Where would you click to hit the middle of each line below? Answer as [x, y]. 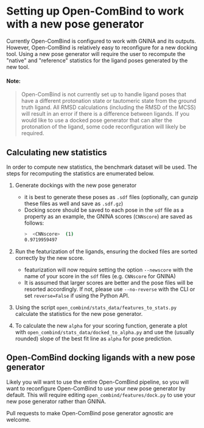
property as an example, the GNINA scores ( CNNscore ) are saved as [108, 216]
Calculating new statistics [57, 153]
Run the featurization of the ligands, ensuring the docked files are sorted [106, 251]
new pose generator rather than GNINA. [56, 401]
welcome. [19, 419]
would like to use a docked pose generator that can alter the [97, 121]
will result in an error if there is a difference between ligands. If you [105, 114]
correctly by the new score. [50, 258]
